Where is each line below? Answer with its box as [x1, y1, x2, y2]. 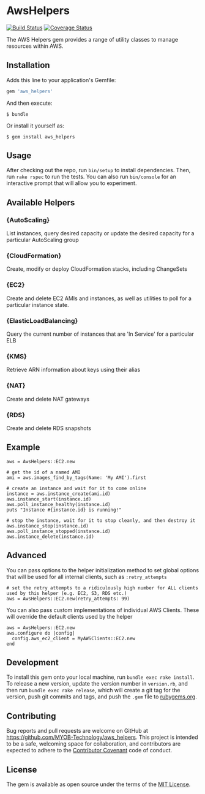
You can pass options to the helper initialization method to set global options [6, 566, 199, 573]
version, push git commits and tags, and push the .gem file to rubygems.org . [6, 693, 198, 700]
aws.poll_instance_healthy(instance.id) [6, 501, 111, 507]
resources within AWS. [6, 42, 64, 50]
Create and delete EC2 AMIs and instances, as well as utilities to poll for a [6, 295, 192, 302]
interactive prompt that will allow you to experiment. [6, 180, 137, 187]
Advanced [6, 550, 47, 561]
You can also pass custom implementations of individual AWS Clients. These [6, 606, 199, 613]
